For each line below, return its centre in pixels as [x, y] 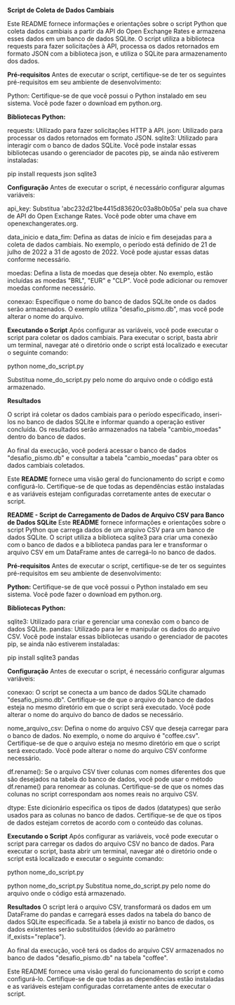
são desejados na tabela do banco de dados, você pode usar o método [110, 779]
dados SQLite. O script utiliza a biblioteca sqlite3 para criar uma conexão [113, 537]
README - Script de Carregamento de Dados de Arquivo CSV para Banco [116, 515]
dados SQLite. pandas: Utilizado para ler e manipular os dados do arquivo [114, 629]
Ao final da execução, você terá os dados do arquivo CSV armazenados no [116, 950]
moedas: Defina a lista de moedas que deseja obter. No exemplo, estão [110, 273]
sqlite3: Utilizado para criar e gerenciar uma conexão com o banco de [108, 622]
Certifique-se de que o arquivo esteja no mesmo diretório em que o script [114, 743]
